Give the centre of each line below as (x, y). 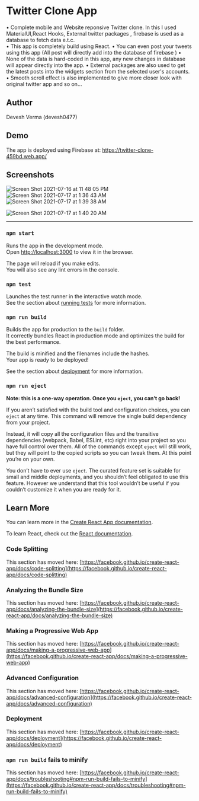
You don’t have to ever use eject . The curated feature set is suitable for (93, 470)
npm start (20, 233)
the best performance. (33, 342)
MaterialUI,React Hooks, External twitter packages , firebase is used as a (95, 33)
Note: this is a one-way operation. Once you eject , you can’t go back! (93, 398)
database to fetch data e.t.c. (41, 40)
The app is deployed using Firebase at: (54, 150)
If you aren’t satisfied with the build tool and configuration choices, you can (98, 410)
